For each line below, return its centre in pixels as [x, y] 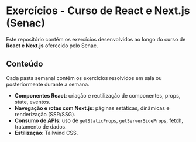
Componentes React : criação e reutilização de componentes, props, [97, 95]
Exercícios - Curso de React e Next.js [98, 11]
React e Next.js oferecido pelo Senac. [52, 46]
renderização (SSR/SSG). [45, 114]
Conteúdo [25, 64]
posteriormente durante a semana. [48, 84]
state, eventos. [32, 102]
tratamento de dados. [40, 126]
